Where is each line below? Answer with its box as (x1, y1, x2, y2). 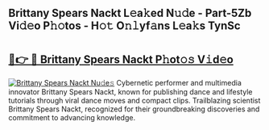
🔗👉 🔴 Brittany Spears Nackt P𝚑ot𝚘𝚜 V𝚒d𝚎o (8, 52, 234, 66)
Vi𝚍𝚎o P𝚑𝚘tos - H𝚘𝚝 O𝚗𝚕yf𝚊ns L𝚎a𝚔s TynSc (8, 19, 241, 33)
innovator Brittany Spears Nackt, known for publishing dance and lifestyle (8, 87, 253, 96)
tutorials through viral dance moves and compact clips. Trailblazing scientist (8, 96, 261, 105)
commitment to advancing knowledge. (8, 113, 135, 122)
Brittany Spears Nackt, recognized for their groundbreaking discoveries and (8, 104, 260, 114)
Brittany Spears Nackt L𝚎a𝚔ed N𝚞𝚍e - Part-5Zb (8, 6, 252, 20)
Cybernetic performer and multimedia (116, 78, 242, 87)
